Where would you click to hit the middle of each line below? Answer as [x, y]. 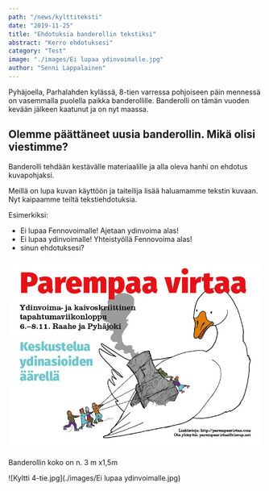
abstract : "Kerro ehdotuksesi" [61, 43]
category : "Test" [37, 51]
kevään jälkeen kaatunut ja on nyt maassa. [79, 109]
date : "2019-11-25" [41, 25]
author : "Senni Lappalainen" [57, 69]
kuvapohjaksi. [31, 175]
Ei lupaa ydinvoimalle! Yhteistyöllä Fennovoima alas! [106, 239]
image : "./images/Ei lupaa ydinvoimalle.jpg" [86, 60]
